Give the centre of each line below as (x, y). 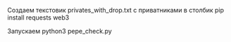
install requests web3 (38, 17)
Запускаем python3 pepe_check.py (60, 31)
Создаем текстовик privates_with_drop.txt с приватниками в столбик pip (115, 10)
